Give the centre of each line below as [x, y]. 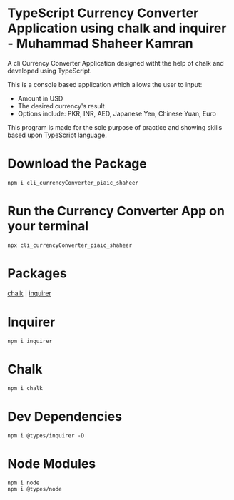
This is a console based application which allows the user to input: [105, 84]
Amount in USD [40, 98]
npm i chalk [25, 388]
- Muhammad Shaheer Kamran [101, 44]
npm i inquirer [30, 341]
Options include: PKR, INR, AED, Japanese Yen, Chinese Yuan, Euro [117, 113]
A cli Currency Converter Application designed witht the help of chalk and [116, 63]
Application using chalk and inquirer [117, 28]
